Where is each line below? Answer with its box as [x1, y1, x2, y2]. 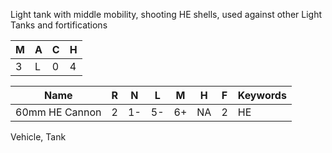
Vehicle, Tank [10, 131, 67, 143]
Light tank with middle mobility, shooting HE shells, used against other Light [10, 9, 323, 20]
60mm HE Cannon [15, 105, 102, 119]
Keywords [237, 89, 287, 102]
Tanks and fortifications [10, 19, 108, 31]
